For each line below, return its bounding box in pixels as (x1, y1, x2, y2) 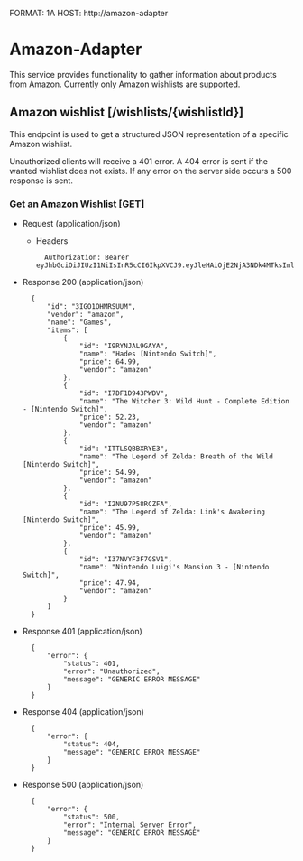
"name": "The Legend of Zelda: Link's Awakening (79, 507, 266, 517)
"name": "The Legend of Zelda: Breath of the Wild (79, 452, 273, 461)
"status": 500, (62, 812, 120, 822)
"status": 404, (62, 740, 120, 749)
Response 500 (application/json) (22, 780, 144, 791)
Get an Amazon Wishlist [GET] (9, 198, 145, 210)
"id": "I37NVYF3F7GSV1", (79, 555, 173, 564)
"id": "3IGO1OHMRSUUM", (46, 302, 137, 311)
